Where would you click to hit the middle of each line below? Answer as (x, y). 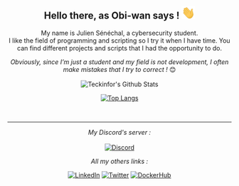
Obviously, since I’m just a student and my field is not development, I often (119, 62)
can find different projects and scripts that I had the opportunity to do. (119, 48)
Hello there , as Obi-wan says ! (112, 16)
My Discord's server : (119, 132)
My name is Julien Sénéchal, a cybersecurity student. (119, 33)
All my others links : (119, 161)
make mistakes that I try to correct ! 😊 (119, 69)
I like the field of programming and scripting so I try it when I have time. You (119, 40)
